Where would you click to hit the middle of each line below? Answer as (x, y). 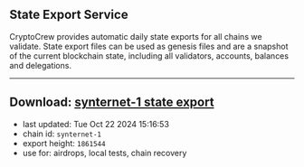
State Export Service (69, 15)
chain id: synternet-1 (62, 134)
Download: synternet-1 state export (112, 102)
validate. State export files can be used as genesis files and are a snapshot (149, 46)
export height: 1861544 (64, 143)
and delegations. (41, 65)
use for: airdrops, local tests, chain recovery (104, 153)
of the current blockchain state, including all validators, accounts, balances (149, 56)
